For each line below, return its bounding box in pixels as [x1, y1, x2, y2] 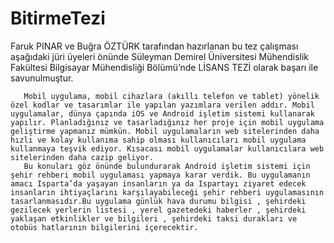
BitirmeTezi [10, 7, 106, 30]
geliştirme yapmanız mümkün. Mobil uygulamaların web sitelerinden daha [10, 126, 320, 136]
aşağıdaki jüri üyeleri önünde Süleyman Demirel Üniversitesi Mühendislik [10, 50, 310, 62]
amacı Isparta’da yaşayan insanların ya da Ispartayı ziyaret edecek [10, 178, 307, 189]
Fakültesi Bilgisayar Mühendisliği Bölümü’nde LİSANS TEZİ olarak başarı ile [10, 61, 319, 73]
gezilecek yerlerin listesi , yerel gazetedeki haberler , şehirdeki [10, 205, 307, 215]
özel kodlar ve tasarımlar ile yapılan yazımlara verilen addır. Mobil [10, 100, 315, 110]
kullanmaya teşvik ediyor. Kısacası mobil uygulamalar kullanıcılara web [10, 143, 325, 154]
